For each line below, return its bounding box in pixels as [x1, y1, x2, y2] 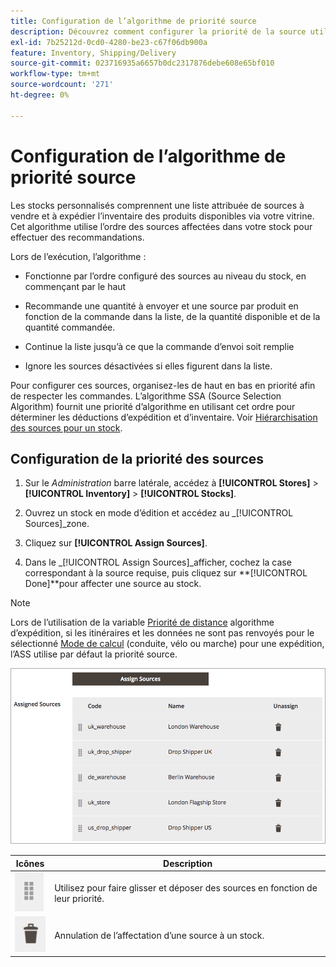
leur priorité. [54, 892, 105, 904]
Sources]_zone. [24, 518, 90, 530]
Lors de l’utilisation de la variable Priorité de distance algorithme [10, 616, 275, 629]
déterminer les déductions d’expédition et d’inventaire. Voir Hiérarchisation [10, 411, 318, 423]
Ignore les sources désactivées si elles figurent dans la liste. [24, 360, 273, 372]
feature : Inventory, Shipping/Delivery [10, 48, 177, 58]
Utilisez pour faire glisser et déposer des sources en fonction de [54, 881, 318, 894]
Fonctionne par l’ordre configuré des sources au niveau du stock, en [24, 270, 307, 282]
